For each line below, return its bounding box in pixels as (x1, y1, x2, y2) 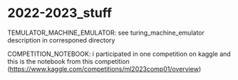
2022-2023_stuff (7, 5, 113, 21)
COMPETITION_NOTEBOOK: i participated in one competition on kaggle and (7, 50, 232, 58)
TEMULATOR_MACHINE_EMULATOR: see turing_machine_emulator (7, 28, 205, 37)
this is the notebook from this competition (7, 57, 130, 65)
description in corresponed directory (7, 35, 115, 44)
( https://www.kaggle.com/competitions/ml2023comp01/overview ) (7, 64, 202, 73)
